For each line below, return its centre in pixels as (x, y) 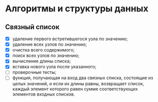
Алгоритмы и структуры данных (77, 9)
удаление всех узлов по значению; (49, 45)
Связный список (32, 27)
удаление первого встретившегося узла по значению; (70, 39)
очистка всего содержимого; (43, 50)
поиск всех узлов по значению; (46, 55)
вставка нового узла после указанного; (54, 67)
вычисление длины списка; (41, 61)
